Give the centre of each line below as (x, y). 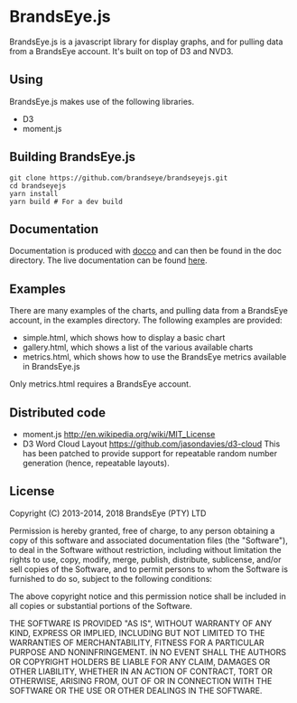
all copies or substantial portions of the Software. (101, 605)
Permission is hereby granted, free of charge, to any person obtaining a (142, 530)
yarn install (34, 193)
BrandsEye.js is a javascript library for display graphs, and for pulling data (146, 42)
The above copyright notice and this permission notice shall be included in (148, 596)
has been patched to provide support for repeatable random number (150, 453)
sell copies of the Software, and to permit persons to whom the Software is (149, 569)
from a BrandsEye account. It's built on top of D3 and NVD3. (121, 51)
